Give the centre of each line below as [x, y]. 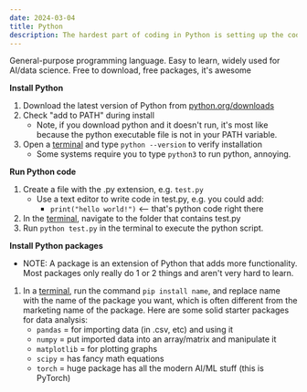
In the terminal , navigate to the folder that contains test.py [132, 219]
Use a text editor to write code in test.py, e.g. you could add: [150, 199]
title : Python [37, 26]
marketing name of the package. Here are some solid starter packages [156, 310]
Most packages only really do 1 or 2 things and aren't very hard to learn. [158, 273]
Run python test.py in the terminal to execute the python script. [143, 228]
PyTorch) [53, 378]
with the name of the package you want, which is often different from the [160, 301]
